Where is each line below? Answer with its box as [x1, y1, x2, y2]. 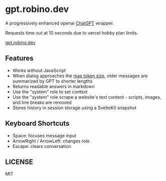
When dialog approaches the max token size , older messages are [12, 73, 148, 79]
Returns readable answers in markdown [12, 83, 95, 89]
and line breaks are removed [12, 99, 72, 105]
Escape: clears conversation [12, 143, 71, 149]
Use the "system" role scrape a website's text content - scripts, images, [12, 94, 161, 100]
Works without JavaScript [12, 67, 66, 73]
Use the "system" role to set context [12, 89, 88, 95]
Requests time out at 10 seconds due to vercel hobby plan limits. [5, 30, 138, 36]
